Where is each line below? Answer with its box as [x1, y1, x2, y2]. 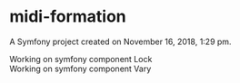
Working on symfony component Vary [9, 63, 152, 74]
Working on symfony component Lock [9, 53, 153, 64]
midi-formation [9, 6, 127, 27]
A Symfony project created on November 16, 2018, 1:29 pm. [9, 36, 232, 47]
